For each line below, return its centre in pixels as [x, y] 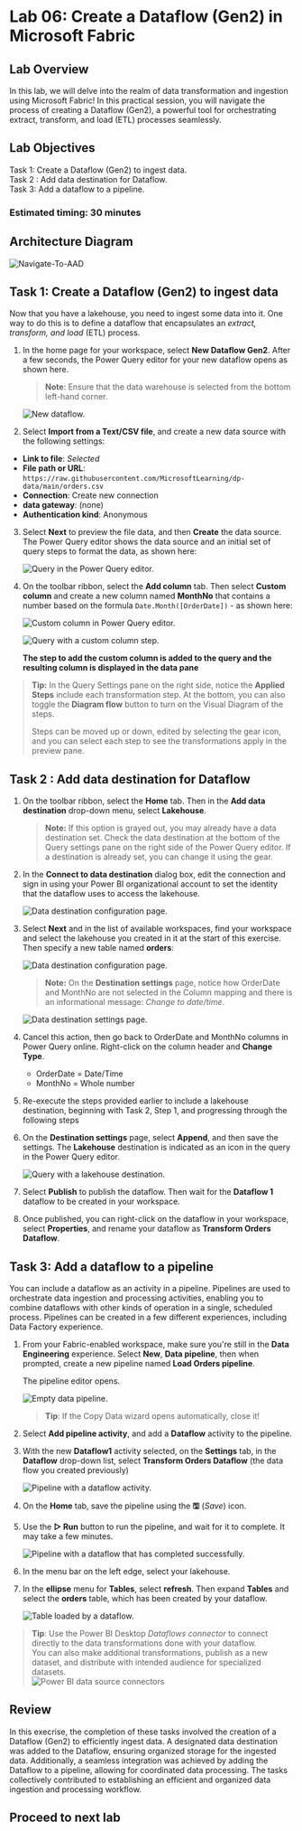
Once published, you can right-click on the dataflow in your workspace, [156, 1219]
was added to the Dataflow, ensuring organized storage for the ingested [143, 1751]
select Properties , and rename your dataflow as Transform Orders [147, 1229]
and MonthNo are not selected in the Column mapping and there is [169, 992]
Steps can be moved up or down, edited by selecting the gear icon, [156, 732]
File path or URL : [54, 468]
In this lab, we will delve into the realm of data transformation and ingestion [149, 91]
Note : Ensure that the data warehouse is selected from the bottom [168, 387]
